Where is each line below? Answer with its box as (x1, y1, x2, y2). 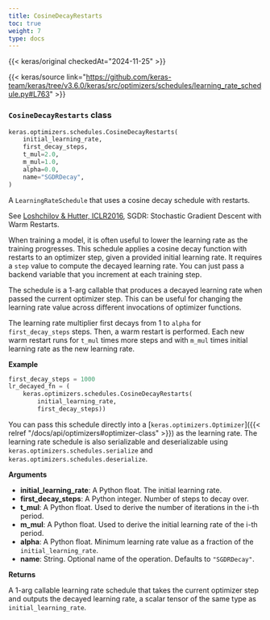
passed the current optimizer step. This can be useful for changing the (8, 293, 243, 303)
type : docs (8, 34, 45, 43)
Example (8, 359, 39, 369)
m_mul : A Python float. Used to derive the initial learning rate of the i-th (19, 519, 258, 529)
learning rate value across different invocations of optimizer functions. (8, 302, 242, 312)
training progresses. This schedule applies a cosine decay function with (8, 243, 247, 253)
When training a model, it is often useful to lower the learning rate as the (8, 235, 248, 245)
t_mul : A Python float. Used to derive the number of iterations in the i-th (19, 502, 260, 512)
